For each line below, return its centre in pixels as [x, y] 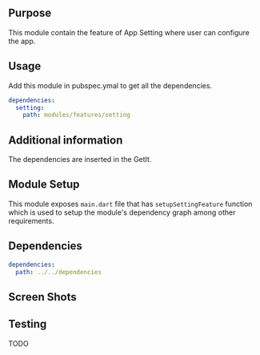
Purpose [30, 13]
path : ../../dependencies [59, 272]
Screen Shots [43, 297]
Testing [28, 324]
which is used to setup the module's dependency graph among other [122, 212]
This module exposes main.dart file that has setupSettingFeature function [130, 204]
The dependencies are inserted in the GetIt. [80, 159]
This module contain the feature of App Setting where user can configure [129, 32]
